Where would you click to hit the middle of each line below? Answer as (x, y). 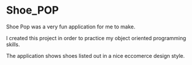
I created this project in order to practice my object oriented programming (96, 38)
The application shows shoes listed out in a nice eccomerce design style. (95, 56)
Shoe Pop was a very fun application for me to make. (71, 27)
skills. (13, 44)
